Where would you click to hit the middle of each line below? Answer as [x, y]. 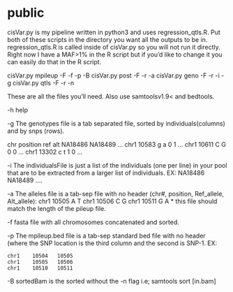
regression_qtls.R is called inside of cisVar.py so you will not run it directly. [114, 47]
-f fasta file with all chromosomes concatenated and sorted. [93, 222]
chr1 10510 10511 [40, 268]
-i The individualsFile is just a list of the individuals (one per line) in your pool [117, 165]
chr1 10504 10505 [40, 256]
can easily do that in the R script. [54, 61]
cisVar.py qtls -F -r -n [44, 82]
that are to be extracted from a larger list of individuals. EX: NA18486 [106, 173]
